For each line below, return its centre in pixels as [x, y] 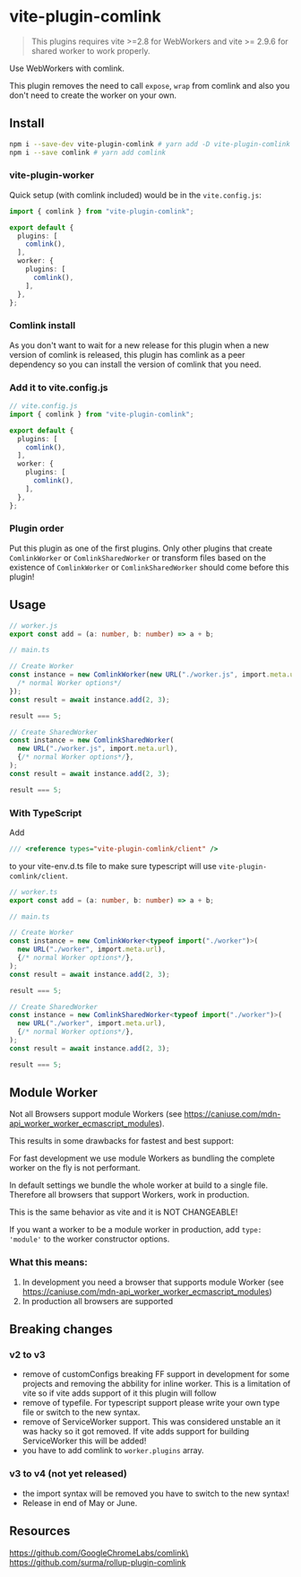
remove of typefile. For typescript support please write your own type [151, 1403]
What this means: [48, 1262]
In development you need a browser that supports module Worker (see [153, 1282]
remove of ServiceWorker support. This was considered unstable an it [151, 1422]
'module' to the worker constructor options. [90, 1239]
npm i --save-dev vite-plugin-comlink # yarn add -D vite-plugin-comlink [150, 144]
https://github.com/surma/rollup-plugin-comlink [98, 1562]
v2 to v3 [28, 1355]
